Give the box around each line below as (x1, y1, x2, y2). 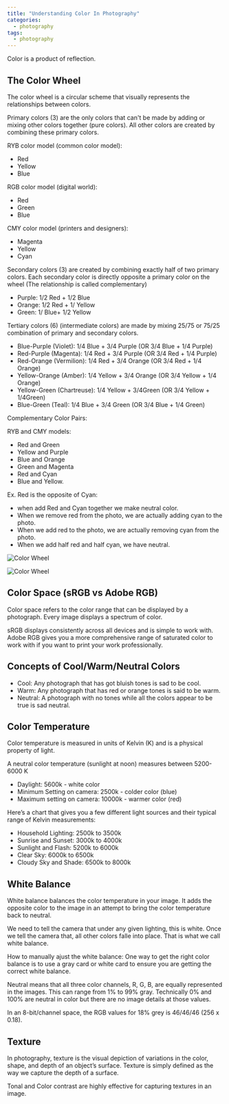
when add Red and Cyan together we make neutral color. (17, 503, 179, 512)
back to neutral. (7, 911, 52, 919)
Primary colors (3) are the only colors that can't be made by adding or (7, 113, 206, 121)
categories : (7, 17, 41, 23)
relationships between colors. (7, 100, 91, 108)
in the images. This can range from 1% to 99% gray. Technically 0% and (7, 988, 212, 996)
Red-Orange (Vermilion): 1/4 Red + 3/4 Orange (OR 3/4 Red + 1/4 (17, 356, 202, 365)
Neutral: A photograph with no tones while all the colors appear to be (17, 694, 213, 702)
